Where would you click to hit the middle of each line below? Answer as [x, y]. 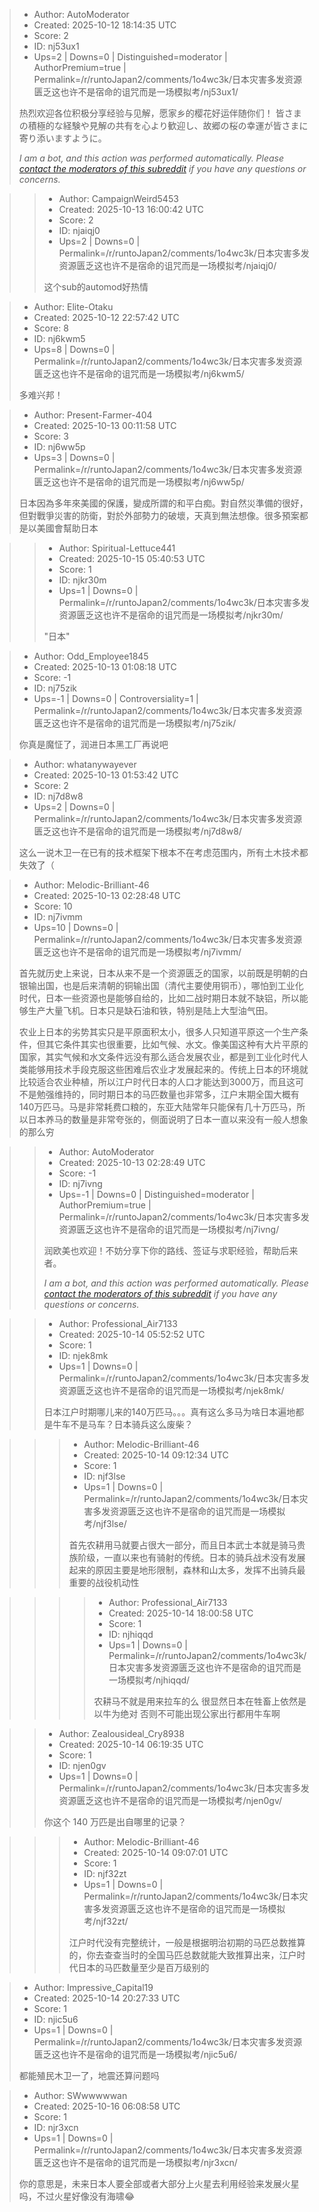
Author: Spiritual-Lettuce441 [117, 548]
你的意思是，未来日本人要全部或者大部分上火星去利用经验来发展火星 [159, 2183]
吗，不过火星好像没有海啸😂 [77, 2196]
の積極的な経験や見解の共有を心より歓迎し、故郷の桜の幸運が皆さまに [163, 125]
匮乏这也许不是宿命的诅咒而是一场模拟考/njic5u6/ [135, 2054]
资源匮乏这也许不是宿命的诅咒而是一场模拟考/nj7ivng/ [169, 1229]
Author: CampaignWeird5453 [118, 198]
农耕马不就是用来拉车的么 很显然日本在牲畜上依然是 [200, 1701]
